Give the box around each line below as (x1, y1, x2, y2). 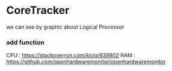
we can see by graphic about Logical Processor (6, 23, 124, 30)
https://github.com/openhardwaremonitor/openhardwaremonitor (6, 58, 166, 66)
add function (6, 38, 45, 47)
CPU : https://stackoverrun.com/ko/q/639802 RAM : (6, 52, 135, 59)
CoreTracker (6, 4, 70, 17)
